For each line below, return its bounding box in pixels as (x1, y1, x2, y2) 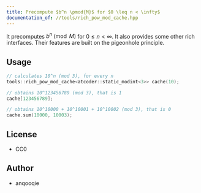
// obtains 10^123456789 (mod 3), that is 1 (6, 89, 122, 96)
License (6, 129, 37, 140)
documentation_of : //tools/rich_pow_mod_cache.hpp (6, 15, 138, 21)
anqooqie (15, 179, 40, 187)
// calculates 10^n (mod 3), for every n (6, 73, 114, 79)
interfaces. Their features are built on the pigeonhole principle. (6, 39, 165, 47)
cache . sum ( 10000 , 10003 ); (6, 112, 72, 118)
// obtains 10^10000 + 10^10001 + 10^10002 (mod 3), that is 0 (6, 107, 172, 113)
